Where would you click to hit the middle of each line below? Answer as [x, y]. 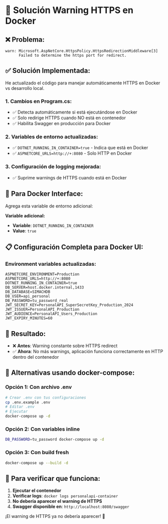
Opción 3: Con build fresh [37, 453]
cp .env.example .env [28, 402]
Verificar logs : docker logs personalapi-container [65, 496]
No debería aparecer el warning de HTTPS [57, 501]
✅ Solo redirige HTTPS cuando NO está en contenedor [69, 118]
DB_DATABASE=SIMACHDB [28, 292]
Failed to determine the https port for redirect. [72, 55]
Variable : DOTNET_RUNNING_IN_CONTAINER [53, 225]
